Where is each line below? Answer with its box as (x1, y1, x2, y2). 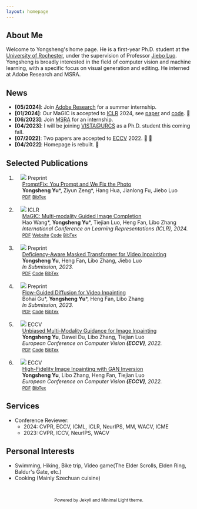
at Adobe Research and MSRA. (6, 71, 81, 78)
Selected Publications (6, 158, 88, 168)
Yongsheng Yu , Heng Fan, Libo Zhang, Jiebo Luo (22, 257, 142, 264)
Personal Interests (6, 446, 75, 456)
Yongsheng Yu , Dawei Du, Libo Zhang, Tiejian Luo (22, 333, 145, 341)
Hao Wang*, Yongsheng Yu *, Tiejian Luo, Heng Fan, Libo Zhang (22, 219, 176, 226)
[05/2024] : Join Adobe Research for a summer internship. (14, 103, 157, 110)
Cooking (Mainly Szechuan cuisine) (14, 474, 101, 481)
